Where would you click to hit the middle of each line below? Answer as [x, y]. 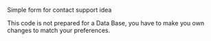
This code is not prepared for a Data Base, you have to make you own [106, 23]
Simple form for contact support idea [59, 10]
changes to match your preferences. [59, 30]
